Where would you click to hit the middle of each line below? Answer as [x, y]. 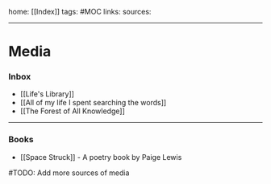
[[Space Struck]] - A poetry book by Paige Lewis [101, 157]
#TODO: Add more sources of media [69, 173]
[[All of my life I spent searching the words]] [93, 103]
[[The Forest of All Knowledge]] [72, 111]
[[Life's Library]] [47, 94]
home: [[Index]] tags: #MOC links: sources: [80, 12]
